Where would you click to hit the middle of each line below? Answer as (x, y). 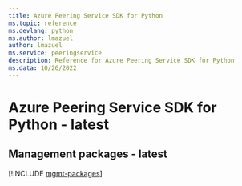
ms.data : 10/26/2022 (43, 68)
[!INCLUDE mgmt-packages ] (55, 173)
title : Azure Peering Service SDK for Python (85, 16)
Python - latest (59, 124)
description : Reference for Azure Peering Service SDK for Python (121, 61)
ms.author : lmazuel (41, 38)
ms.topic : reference (43, 23)
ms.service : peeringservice (55, 53)
